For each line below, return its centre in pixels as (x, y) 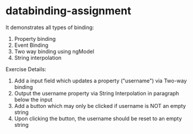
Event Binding (31, 45)
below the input (33, 100)
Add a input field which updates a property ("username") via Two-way (100, 81)
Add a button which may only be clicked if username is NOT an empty (100, 106)
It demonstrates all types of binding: (50, 27)
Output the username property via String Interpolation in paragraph (96, 93)
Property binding (35, 39)
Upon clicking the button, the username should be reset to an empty (98, 118)
